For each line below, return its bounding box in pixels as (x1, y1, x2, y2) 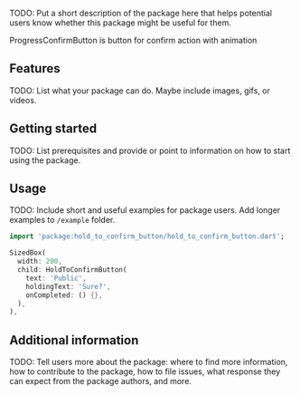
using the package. (9, 154, 81, 166)
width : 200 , (17, 257, 63, 266)
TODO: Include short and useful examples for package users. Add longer (9, 205, 281, 216)
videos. (9, 94, 37, 105)
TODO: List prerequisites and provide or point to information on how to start (9, 145, 291, 156)
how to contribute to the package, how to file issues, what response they (9, 366, 281, 377)
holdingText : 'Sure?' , (25, 282, 111, 291)
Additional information (9, 332, 139, 348)
